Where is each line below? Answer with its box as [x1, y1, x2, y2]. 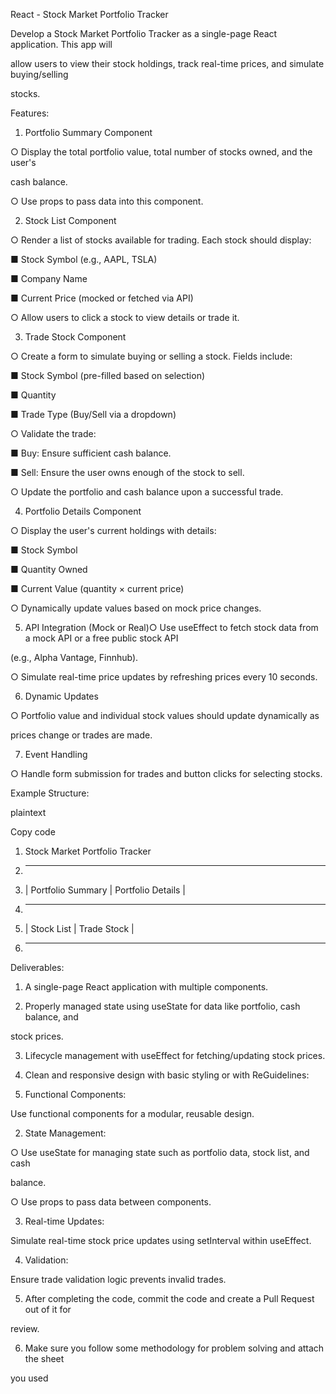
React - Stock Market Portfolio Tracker [10, 9, 169, 20]
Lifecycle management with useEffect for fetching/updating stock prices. [24, 1050, 326, 1061]
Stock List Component [24, 215, 117, 226]
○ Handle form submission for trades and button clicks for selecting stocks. [10, 768, 323, 779]
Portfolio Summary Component [24, 127, 153, 138]
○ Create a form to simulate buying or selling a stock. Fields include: [10, 350, 293, 362]
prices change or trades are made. [10, 729, 153, 741]
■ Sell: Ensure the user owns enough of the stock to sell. [10, 467, 245, 478]
